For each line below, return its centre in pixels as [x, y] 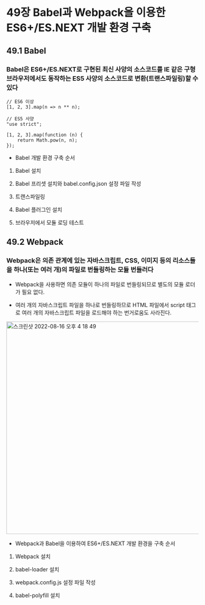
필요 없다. [33, 292]
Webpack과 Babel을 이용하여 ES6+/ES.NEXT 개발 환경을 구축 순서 [95, 543]
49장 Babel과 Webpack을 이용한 [86, 13]
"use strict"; [24, 124]
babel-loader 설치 [37, 569]
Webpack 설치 [33, 556]
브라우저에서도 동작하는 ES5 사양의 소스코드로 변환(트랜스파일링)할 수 [102, 78]
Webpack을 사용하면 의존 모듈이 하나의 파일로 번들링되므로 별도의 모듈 [99, 284]
